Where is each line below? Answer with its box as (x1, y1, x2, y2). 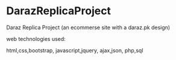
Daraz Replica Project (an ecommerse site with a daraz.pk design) (6, 24, 171, 31)
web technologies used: (6, 35, 66, 42)
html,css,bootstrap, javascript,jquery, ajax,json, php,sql (6, 46, 143, 54)
